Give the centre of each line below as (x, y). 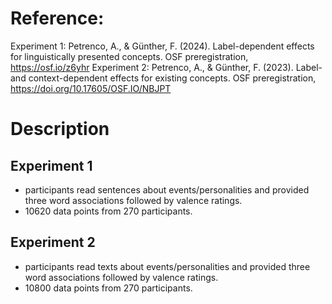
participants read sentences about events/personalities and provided (167, 189)
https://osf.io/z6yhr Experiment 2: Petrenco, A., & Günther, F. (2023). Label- (166, 67)
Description (60, 129)
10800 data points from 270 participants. (108, 288)
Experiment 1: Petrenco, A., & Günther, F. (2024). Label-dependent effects (162, 46)
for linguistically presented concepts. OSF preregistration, (129, 56)
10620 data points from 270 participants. (108, 211)
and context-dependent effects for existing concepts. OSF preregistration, (163, 78)
